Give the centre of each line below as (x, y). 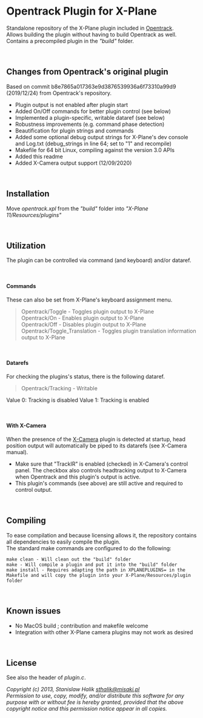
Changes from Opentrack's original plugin (87, 72)
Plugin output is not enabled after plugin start (72, 105)
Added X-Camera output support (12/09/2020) (73, 163)
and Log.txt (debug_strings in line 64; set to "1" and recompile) (93, 143)
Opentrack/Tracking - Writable (59, 388)
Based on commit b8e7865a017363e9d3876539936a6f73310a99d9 (91, 86)
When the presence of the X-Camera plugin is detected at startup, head (96, 439)
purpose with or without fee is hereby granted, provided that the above (95, 702)
